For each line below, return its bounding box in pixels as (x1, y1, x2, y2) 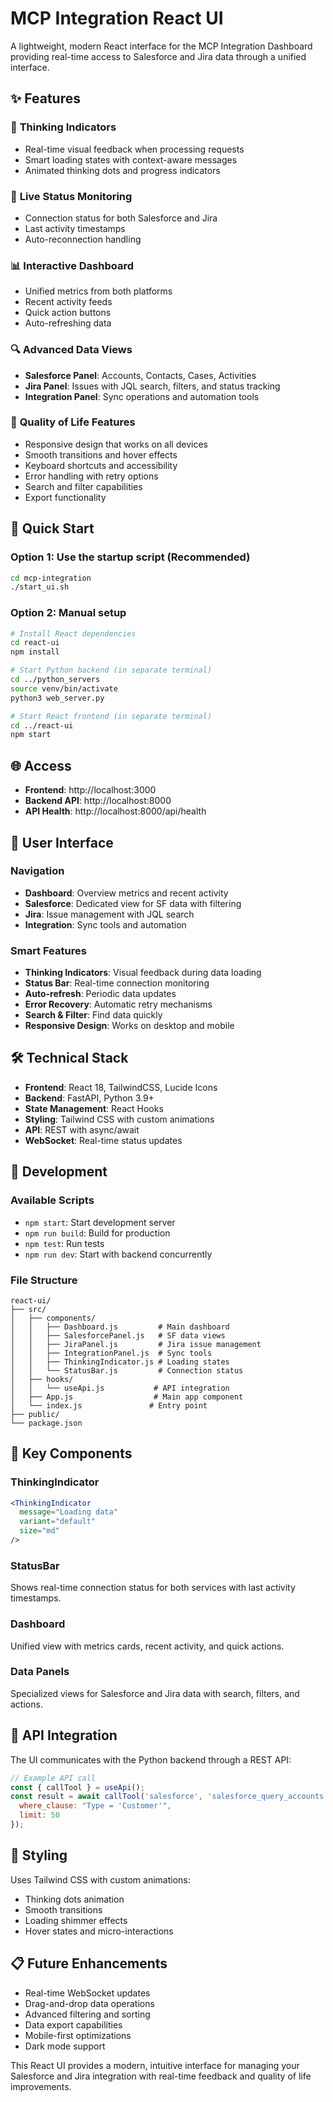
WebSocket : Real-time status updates (24, 1134, 183, 1146)
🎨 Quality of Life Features (10, 415, 136, 429)
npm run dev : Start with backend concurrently (24, 1248, 213, 1260)
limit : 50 (19, 1810, 60, 1821)
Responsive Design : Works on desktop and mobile (24, 1020, 235, 1032)
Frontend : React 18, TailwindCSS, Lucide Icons (24, 1081, 218, 1093)
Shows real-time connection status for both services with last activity (10, 1582, 296, 1594)
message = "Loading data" (19, 1507, 118, 1517)
